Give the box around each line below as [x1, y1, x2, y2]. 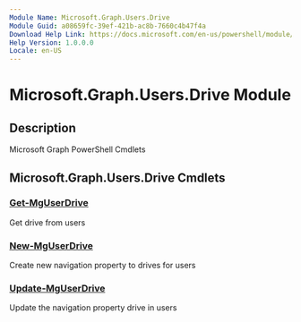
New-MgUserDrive [9, 239, 94, 251]
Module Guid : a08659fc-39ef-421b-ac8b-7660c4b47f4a [9, 21, 206, 30]
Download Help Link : [9, 30, 87, 38]
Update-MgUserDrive [9, 283, 106, 295]
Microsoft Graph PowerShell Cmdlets [9, 144, 146, 155]
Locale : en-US [9, 47, 63, 55]
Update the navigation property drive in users [9, 302, 177, 313]
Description [9, 120, 76, 135]
